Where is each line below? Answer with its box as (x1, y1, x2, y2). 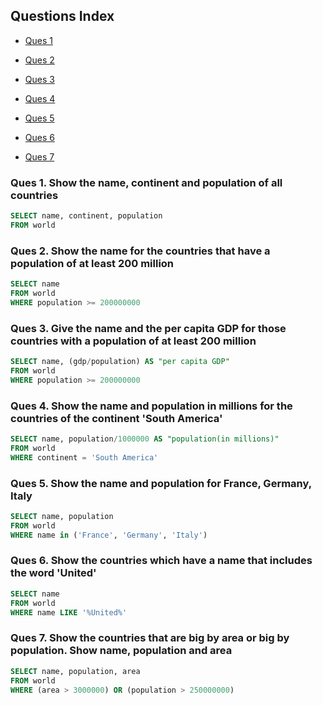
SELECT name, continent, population (10, 211, 163, 221)
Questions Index (10, 8, 115, 25)
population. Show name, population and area (10, 644, 233, 658)
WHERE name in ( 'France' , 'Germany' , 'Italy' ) (10, 530, 208, 540)
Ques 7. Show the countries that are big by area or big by (10, 631, 290, 645)
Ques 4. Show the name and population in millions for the (10, 399, 293, 413)
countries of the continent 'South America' (10, 411, 223, 425)
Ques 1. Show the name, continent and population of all (10, 175, 283, 189)
